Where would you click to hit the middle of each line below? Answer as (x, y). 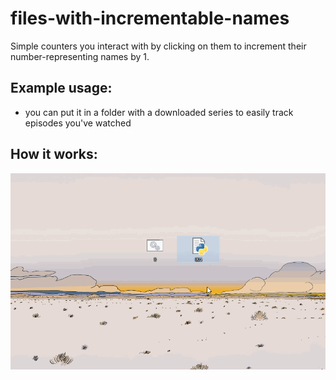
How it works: (54, 154)
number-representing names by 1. (80, 56)
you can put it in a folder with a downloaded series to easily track (159, 112)
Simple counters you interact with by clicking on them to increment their (158, 46)
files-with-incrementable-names (150, 18)
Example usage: (61, 88)
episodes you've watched (78, 123)
